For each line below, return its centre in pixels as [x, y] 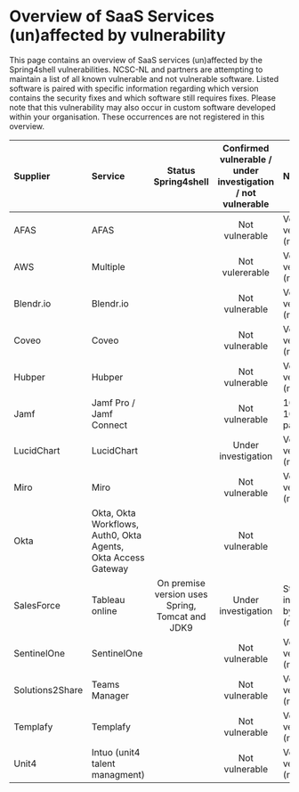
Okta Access [118, 557]
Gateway [110, 568]
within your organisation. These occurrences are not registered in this [137, 117]
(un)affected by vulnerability [117, 35]
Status [181, 170]
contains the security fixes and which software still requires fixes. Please [143, 98]
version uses [181, 594]
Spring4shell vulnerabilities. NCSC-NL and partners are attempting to [136, 69]
